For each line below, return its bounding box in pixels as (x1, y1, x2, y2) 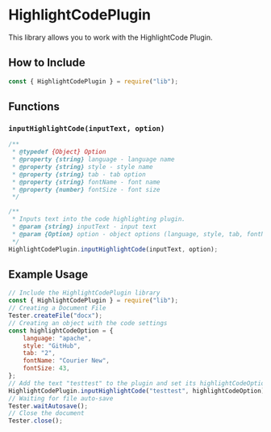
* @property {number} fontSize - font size (11, 185, 161, 193)
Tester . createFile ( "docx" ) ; (8, 311, 103, 320)
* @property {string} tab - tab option (11, 170, 147, 179)
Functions (8, 100, 60, 114)
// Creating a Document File (8, 304, 106, 312)
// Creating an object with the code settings (8, 319, 168, 327)
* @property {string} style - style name (11, 163, 153, 171)
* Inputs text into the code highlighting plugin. (11, 215, 186, 223)
